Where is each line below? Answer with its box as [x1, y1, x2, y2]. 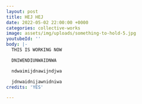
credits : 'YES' [6, 84, 44, 90]
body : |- [6, 42, 28, 48]
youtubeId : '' [6, 36, 41, 42]
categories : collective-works [6, 25, 81, 31]
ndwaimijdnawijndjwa [11, 68, 62, 74]
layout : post [6, 8, 38, 15]
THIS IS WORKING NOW [11, 47, 62, 53]
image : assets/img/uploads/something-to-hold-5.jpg [6, 31, 136, 36]
